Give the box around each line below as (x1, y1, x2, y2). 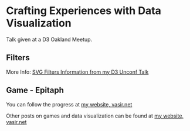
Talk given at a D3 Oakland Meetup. (6, 36, 93, 43)
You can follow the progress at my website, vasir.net (6, 101, 133, 108)
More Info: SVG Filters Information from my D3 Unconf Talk (6, 68, 149, 75)
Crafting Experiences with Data (6, 4, 161, 18)
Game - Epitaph (6, 85, 65, 95)
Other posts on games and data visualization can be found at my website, (6, 112, 184, 119)
